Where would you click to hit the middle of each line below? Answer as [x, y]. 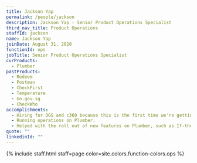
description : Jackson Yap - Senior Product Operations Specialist [89, 22]
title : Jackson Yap [30, 11]
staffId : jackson [27, 33]
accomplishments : [27, 110]
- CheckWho [25, 104]
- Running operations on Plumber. [53, 121]
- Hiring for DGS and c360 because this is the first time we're [93, 115]
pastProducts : [23, 72]
